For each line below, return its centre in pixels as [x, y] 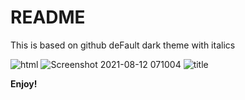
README [48, 17]
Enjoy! [24, 83]
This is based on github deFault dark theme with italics [123, 45]
